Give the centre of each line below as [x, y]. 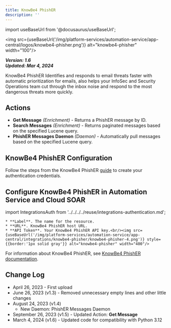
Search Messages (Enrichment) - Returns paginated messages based [87, 125]
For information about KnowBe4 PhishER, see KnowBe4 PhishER [73, 253]
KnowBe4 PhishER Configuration [59, 158]
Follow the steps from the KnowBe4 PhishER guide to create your [74, 170]
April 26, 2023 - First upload [42, 287]
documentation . [22, 258]
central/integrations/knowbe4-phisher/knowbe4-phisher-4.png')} [75, 239]
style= [154, 239]
